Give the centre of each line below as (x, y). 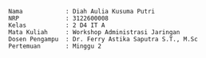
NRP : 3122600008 (59, 18)
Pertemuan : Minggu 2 (55, 46)
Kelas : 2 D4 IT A (57, 25)
